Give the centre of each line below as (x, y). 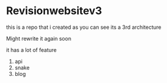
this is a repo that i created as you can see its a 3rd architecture (84, 27)
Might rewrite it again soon (39, 38)
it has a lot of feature (31, 50)
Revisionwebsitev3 (54, 11)
